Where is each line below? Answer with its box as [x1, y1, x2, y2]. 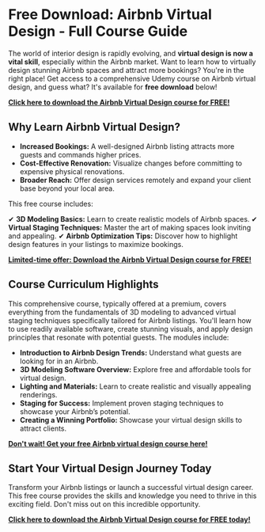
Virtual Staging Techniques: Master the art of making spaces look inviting [8, 222, 252, 232]
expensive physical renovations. [19, 166, 125, 176]
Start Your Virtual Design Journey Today [8, 462, 212, 475]
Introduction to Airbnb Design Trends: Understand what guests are [19, 348, 242, 357]
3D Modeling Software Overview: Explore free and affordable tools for [19, 364, 252, 374]
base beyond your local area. [19, 184, 115, 193]
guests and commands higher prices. [19, 150, 142, 159]
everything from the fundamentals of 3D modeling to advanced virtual [8, 307, 237, 317]
